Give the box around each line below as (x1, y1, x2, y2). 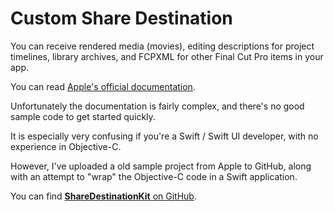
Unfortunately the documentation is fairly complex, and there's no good (10, 100, 305, 112)
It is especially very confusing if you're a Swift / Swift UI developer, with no (10, 130, 319, 142)
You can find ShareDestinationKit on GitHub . (10, 190, 197, 202)
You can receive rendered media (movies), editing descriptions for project (10, 40, 315, 52)
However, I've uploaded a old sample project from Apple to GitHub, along (10, 160, 312, 172)
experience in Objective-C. (10, 140, 122, 152)
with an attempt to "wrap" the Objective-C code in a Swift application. (10, 170, 298, 182)
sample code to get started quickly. (10, 110, 156, 122)
